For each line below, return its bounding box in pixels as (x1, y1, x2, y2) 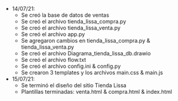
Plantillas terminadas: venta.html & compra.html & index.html (21, 88, 173, 95)
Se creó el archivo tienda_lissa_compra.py (21, 18, 127, 25)
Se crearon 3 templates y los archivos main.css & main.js (21, 69, 163, 76)
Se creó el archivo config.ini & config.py (21, 63, 121, 70)
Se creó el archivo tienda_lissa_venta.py (21, 24, 121, 31)
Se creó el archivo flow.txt (21, 57, 87, 63)
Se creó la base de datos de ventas (21, 11, 110, 19)
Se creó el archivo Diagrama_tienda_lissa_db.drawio (21, 50, 151, 57)
